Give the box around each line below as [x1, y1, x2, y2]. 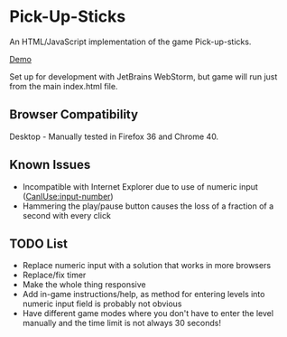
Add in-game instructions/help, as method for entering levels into [22, 289, 265, 300]
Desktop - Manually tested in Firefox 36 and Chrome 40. [9, 131, 219, 142]
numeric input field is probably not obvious [22, 298, 182, 309]
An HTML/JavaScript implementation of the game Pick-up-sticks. [9, 36, 252, 47]
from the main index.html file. [9, 80, 118, 91]
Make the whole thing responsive [22, 279, 146, 290]
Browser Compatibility [9, 107, 138, 123]
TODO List [9, 236, 68, 251]
